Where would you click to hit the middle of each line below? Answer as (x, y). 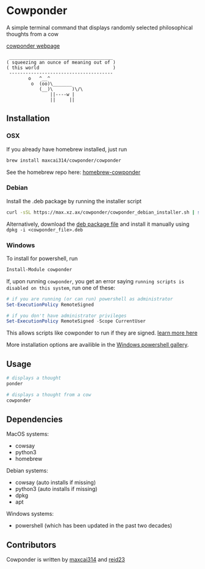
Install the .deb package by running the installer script (74, 201)
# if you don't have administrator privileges (67, 316)
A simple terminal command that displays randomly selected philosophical (100, 27)
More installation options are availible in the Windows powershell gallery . (98, 345)
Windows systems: (30, 514)
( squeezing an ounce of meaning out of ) (61, 62)
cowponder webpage (33, 46)
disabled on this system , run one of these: (61, 288)
